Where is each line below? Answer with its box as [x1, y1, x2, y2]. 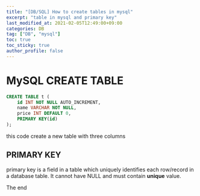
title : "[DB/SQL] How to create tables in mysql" [6, 8, 134, 15]
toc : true [6, 37, 31, 43]
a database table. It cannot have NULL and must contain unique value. [6, 172, 182, 179]
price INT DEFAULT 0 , [17, 111, 71, 117]
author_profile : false [6, 48, 63, 54]
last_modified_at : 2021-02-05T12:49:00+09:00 [6, 20, 122, 26]
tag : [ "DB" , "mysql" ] [6, 31, 61, 37]
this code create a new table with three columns [6, 132, 126, 139]
